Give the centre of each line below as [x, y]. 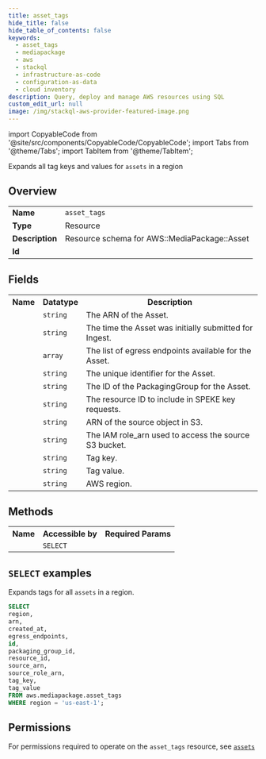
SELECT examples [50, 573]
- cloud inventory [46, 89]
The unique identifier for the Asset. [150, 373]
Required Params [138, 534]
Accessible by [70, 534]
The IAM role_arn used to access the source [168, 435]
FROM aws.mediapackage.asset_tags [65, 695]
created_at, [28, 629]
